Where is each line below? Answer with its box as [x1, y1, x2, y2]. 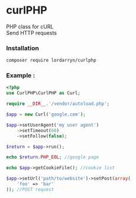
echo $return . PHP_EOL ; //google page [6, 154, 99, 160]
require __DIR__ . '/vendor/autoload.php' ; [6, 101, 110, 107]
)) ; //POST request [6, 186, 54, 192]
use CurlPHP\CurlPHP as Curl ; [6, 90, 81, 96]
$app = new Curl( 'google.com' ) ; [6, 111, 86, 118]
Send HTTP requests [6, 29, 57, 36]
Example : [6, 71, 35, 80]
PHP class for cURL [6, 23, 54, 30]
